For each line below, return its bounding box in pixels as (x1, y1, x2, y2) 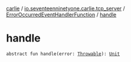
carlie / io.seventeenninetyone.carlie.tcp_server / (6, 5, 125, 12)
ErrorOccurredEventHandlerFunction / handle (6, 11, 117, 18)
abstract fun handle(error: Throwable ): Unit (6, 51, 120, 57)
